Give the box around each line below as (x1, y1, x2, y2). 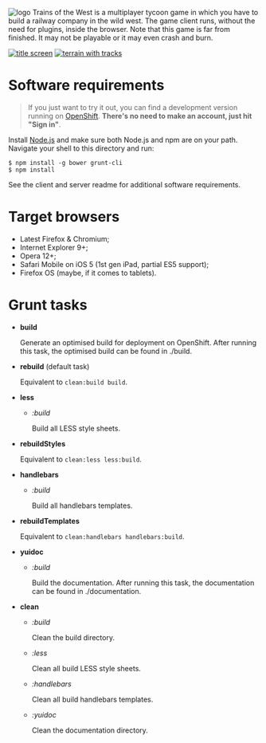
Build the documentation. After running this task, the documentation (31, 578, 255, 588)
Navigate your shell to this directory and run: (8, 143, 155, 153)
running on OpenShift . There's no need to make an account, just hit (27, 111, 252, 120)
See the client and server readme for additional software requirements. (8, 179, 241, 189)
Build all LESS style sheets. (31, 423, 121, 433)
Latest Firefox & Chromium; (19, 234, 110, 243)
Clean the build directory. (31, 632, 115, 642)
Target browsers (8, 208, 120, 226)
